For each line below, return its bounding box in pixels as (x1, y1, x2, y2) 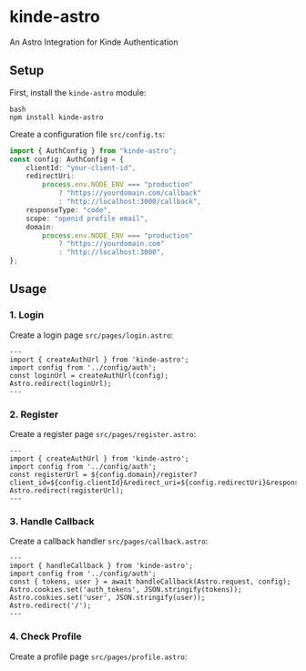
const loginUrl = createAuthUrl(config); (9, 371, 169, 380)
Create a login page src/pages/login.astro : (9, 330, 174, 341)
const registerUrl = (9, 470, 88, 479)
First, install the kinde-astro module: (9, 86, 147, 97)
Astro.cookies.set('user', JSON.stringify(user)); (9, 594, 206, 603)
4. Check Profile (9, 630, 82, 643)
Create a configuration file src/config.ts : (9, 128, 166, 139)
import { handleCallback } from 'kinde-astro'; (9, 562, 194, 571)
